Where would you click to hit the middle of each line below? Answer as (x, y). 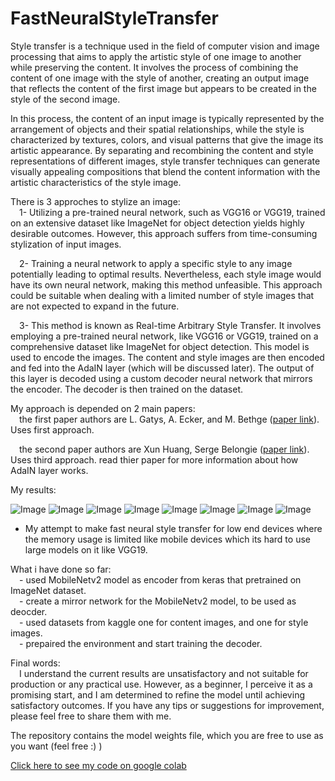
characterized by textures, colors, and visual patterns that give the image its (167, 139)
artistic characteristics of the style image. (96, 182)
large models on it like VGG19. (86, 549)
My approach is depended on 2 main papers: (103, 408)
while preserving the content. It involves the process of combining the (154, 67)
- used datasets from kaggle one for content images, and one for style (164, 622)
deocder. (29, 611)
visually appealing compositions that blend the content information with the (165, 171)
